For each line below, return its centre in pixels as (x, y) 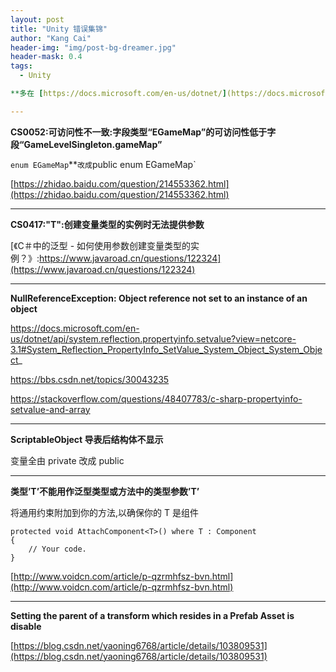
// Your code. (57, 549)
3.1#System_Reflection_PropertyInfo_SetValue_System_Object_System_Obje (166, 349)
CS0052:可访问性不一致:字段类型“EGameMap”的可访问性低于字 (143, 132)
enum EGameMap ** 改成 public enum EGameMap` (103, 164)
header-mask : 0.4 (46, 57)
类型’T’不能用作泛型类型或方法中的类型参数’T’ (105, 491)
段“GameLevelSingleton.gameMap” (86, 144)
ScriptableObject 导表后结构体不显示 (87, 439)
